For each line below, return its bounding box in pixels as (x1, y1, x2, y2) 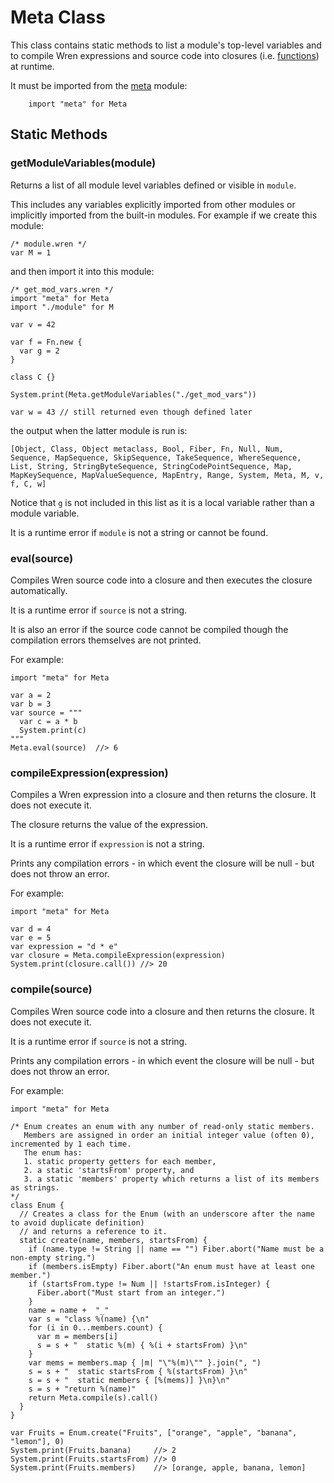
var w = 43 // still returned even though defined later (10, 407, 253, 417)
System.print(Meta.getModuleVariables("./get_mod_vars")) (10, 389, 257, 400)
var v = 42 (10, 319, 56, 330)
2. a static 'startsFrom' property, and (23, 1165, 195, 1175)
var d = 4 (10, 924, 52, 935)
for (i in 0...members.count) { (28, 1322, 163, 1333)
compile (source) (10, 982, 93, 996)
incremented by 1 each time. (10, 1139, 132, 1149)
